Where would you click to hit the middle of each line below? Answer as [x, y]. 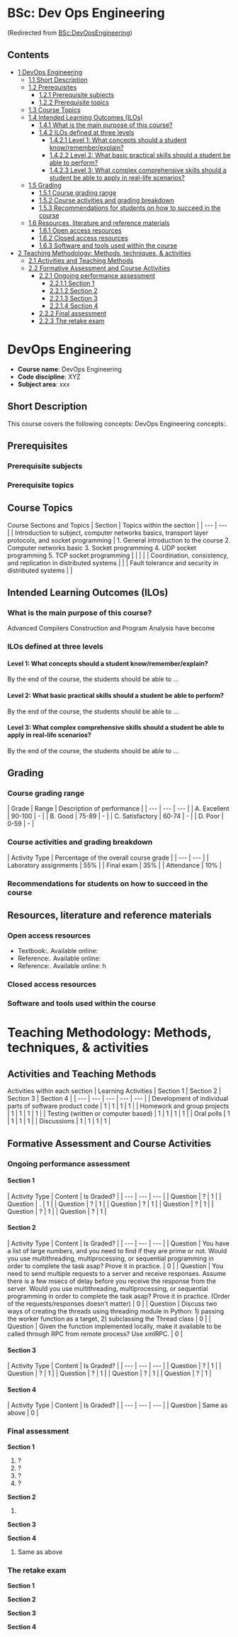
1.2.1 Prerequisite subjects [76, 94]
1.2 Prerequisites [52, 87]
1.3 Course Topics [54, 110]
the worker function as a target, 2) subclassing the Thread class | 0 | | [109, 1319]
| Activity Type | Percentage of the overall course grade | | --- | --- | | [108, 858]
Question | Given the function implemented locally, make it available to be [114, 1326]
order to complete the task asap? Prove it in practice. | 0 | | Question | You [115, 1266]
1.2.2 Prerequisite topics [74, 102]
